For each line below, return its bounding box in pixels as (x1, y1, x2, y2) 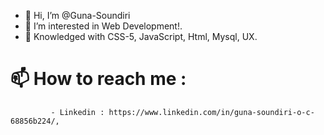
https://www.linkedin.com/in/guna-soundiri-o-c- (108, 107, 315, 117)
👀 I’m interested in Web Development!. (24, 20, 183, 32)
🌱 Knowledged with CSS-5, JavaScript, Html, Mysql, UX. (24, 31, 258, 42)
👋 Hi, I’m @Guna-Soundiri (24, 10, 131, 21)
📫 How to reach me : (10, 68, 187, 90)
